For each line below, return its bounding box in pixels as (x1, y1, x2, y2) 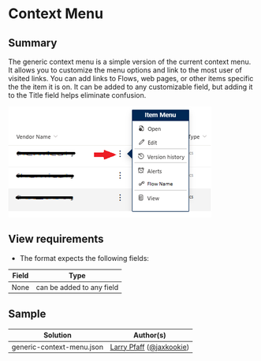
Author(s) (132, 330, 167, 340)
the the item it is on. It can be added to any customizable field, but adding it (8, 82, 253, 91)
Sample (8, 307, 47, 321)
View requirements (8, 233, 104, 246)
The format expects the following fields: (19, 253, 150, 262)
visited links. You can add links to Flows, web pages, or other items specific (8, 74, 254, 83)
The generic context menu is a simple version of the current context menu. (8, 57, 252, 66)
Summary (8, 36, 58, 50)
